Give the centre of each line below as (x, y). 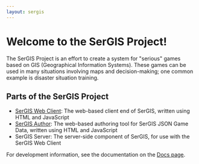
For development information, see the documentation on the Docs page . (96, 155)
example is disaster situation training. (52, 77)
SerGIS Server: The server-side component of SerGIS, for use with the (102, 137)
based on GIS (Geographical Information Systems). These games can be (96, 65)
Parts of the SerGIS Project (58, 96)
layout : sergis (25, 12)
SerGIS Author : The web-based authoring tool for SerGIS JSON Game (102, 124)
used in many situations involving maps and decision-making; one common (100, 71)
